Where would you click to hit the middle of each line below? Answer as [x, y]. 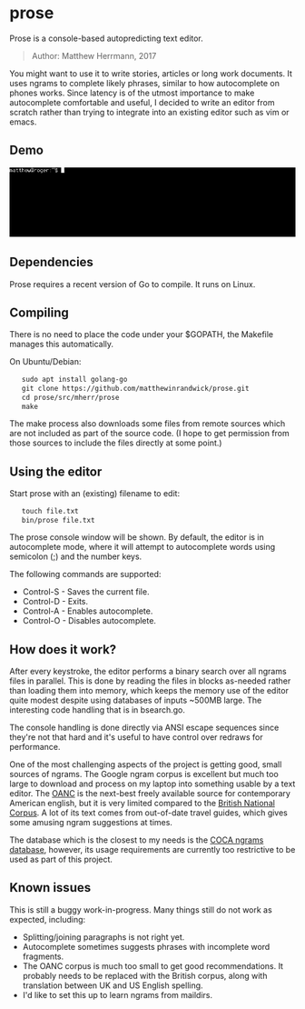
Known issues [50, 888]
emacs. [23, 122]
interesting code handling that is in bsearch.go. [98, 709]
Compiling [39, 312]
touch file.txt [50, 512]
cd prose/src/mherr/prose [70, 398]
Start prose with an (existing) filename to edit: [94, 494]
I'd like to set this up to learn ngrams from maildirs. [118, 994]
